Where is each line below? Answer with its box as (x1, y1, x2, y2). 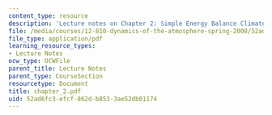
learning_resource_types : (8, 42, 96, 50)
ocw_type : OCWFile (8, 57, 70, 66)
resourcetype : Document (8, 79, 89, 87)
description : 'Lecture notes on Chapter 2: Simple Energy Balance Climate (8, 19, 266, 28)
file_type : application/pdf (8, 34, 104, 43)
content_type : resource (8, 11, 89, 20)
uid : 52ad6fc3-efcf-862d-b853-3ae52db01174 (8, 95, 158, 103)
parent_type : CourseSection (8, 72, 104, 80)
